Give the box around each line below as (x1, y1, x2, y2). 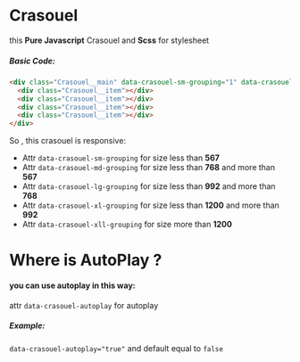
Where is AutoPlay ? (9, 251, 162, 270)
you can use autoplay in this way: (9, 280, 136, 291)
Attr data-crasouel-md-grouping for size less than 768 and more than (21, 162, 275, 173)
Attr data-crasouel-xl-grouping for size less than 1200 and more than (21, 200, 279, 210)
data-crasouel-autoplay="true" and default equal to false (9, 342, 223, 353)
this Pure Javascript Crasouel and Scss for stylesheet (9, 35, 210, 45)
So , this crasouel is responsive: (9, 136, 127, 146)
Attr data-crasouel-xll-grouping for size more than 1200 (21, 219, 232, 230)
